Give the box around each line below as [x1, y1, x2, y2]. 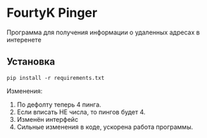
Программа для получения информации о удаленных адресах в [6, 28, 200, 36]
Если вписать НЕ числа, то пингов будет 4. [16, 107, 146, 116]
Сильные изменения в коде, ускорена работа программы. [16, 123, 194, 131]
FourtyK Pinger [6, 5, 98, 21]
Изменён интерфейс [16, 115, 79, 123]
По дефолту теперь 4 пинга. [16, 100, 101, 109]
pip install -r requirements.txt [6, 74, 105, 81]
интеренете [6, 35, 42, 43]
